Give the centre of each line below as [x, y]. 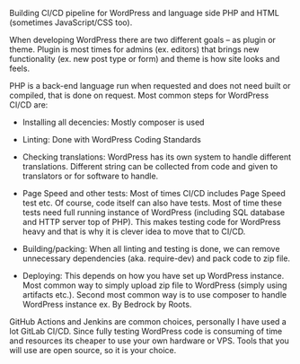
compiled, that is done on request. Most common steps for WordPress [139, 95]
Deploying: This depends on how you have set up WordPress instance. [153, 276]
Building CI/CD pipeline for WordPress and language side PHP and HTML [145, 13]
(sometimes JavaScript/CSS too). [71, 22]
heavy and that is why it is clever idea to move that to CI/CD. [134, 231]
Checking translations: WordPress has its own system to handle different [157, 157]
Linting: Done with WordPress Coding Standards [112, 139]
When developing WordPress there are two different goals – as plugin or [143, 40]
